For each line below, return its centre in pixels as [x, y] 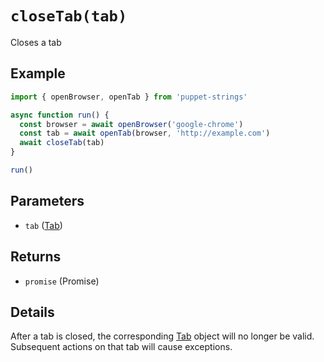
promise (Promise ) [62, 281]
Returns [36, 257]
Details [32, 312]
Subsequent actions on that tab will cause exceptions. [121, 347]
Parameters [47, 201]
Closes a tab [36, 42]
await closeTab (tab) [62, 143]
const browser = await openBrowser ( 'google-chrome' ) [131, 124]
